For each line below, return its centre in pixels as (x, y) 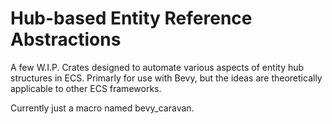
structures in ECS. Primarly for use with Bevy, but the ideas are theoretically (166, 78)
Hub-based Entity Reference (131, 18)
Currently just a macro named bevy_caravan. (102, 108)
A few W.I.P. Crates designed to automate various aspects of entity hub (157, 67)
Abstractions (66, 39)
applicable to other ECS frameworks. (86, 88)
